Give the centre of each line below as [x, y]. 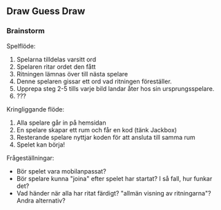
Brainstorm [26, 31]
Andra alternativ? [41, 200]
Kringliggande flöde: [36, 109]
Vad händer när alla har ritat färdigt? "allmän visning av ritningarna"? [114, 193]
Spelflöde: [21, 46]
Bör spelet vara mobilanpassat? [61, 171]
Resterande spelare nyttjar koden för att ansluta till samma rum [106, 137]
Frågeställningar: [30, 158]
